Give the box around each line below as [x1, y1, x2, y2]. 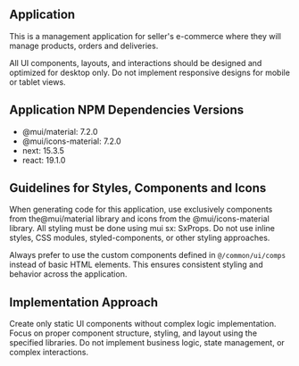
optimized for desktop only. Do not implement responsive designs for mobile [9, 67, 290, 78]
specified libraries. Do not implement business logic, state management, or [9, 337, 286, 348]
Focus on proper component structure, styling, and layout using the [9, 328, 257, 338]
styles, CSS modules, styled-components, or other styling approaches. [9, 232, 270, 244]
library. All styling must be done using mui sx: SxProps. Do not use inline [9, 223, 275, 234]
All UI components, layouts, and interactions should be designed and [9, 57, 262, 68]
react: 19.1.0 [21, 154, 66, 165]
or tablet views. [9, 76, 66, 87]
